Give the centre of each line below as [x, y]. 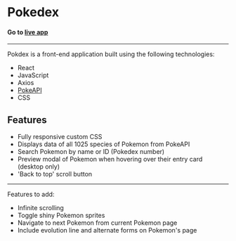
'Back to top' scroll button [55, 174]
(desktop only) [39, 167]
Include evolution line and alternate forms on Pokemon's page [107, 230]
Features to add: [31, 195]
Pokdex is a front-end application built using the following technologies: [111, 54]
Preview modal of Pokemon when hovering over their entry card [110, 159]
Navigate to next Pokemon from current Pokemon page [97, 223]
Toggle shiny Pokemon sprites [61, 216]
